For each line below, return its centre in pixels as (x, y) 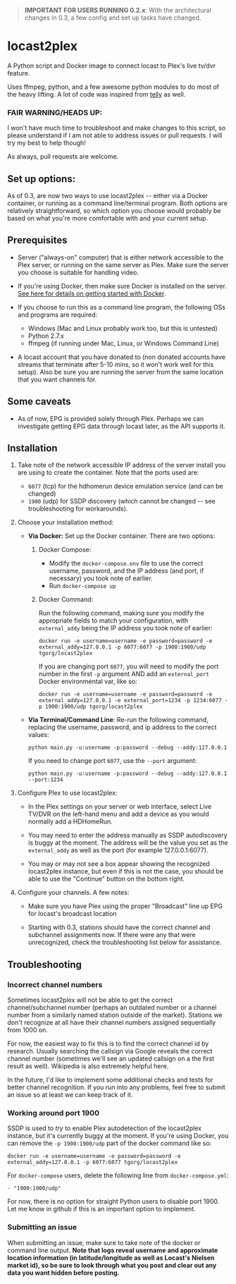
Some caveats (39, 402)
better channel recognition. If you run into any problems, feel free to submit (116, 1087)
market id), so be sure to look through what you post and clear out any (112, 1265)
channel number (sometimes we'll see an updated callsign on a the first (111, 1059)
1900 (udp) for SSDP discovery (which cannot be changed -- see (122, 501)
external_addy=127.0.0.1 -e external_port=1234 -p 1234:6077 (130, 701)
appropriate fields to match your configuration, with (113, 620)
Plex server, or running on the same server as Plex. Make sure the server (123, 264)
